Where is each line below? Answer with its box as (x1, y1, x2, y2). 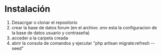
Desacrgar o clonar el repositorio (11, 19, 78, 25)
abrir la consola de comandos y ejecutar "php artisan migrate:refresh (11, 40, 150, 46)
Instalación (4, 3, 50, 15)
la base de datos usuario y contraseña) (11, 30, 90, 36)
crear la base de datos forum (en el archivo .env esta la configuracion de (11, 24, 157, 30)
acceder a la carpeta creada (11, 35, 68, 41)
